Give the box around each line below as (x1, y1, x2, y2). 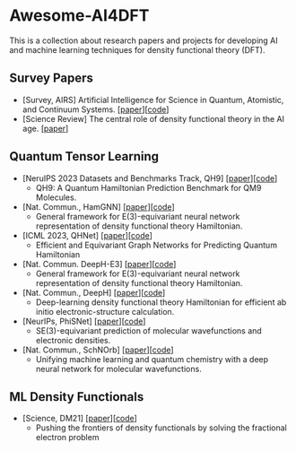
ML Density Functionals (9, 389, 144, 404)
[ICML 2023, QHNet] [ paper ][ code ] (22, 230, 152, 240)
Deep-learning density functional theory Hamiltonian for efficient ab (35, 297, 287, 308)
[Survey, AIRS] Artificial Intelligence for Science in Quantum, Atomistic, (22, 94, 284, 105)
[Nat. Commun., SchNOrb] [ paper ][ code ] (22, 344, 174, 355)
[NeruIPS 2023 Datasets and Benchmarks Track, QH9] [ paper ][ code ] (22, 172, 278, 184)
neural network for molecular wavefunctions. (35, 363, 202, 374)
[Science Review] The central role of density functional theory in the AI (22, 113, 285, 124)
